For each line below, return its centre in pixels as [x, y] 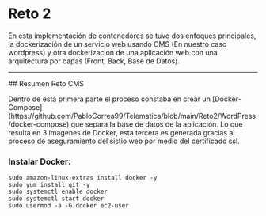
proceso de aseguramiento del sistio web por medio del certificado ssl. [124, 141]
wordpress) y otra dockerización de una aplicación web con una [113, 52]
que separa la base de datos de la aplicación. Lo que [157, 124]
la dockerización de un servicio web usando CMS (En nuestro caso [118, 44]
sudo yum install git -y [49, 185]
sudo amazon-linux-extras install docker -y [83, 178]
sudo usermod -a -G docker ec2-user [68, 206]
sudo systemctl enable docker [58, 192]
